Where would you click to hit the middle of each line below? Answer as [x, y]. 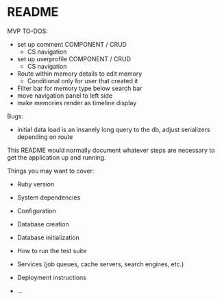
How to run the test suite [52, 250]
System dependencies [49, 197]
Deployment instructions [52, 277]
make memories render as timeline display [77, 103]
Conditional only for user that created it [83, 81]
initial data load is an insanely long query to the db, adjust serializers [113, 129]
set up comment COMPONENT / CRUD [72, 44]
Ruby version [36, 184]
